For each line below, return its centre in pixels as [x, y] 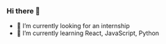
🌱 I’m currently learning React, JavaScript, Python [88, 33]
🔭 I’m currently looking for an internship [73, 26]
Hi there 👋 [24, 11]
